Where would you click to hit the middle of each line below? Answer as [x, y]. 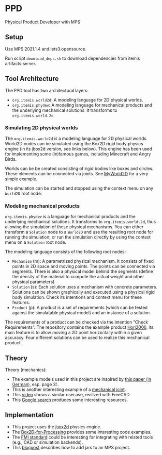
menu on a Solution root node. [36, 242]
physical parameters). [34, 282]
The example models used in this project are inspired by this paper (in [81, 379]
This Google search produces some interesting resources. [70, 400]
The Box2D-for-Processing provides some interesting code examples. [82, 432]
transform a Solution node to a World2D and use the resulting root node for [79, 232]
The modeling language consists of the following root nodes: [66, 252]
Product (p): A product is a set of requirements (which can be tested [80, 308]
